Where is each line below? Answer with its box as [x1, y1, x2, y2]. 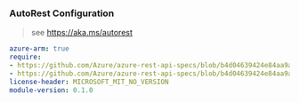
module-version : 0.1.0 [9, 85, 93, 95]
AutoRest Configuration [9, 7, 115, 20]
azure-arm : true [9, 44, 69, 53]
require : [9, 52, 42, 62]
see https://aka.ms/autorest [30, 27, 133, 38]
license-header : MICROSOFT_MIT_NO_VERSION [9, 77, 169, 86]
